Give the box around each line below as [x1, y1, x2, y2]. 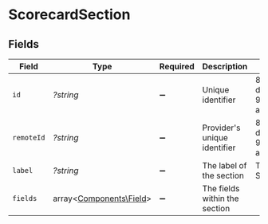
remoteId [12, 133, 45, 142]
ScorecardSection [8, 6, 131, 24]
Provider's [202, 122, 241, 133]
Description [202, 61, 248, 72]
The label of [202, 160, 247, 171]
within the [202, 193, 239, 204]
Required [159, 61, 195, 72]
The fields [202, 183, 240, 194]
